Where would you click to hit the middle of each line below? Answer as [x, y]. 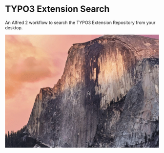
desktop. [14, 27]
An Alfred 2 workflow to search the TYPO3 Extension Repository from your [80, 22]
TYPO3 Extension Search [57, 9]
